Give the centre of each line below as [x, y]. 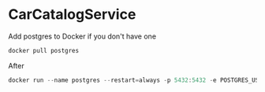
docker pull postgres [44, 50]
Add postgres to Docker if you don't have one [82, 36]
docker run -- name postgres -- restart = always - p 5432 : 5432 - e [112, 80]
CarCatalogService [72, 15]
